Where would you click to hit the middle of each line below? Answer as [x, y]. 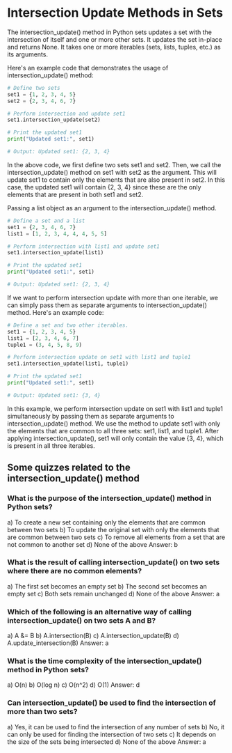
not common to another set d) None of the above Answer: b [93, 544]
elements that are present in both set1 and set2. [75, 194]
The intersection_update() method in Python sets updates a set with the [109, 32]
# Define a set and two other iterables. [68, 325]
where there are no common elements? [75, 571]
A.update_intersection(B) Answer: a [58, 643]
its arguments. [28, 54]
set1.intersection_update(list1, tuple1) [68, 364]
